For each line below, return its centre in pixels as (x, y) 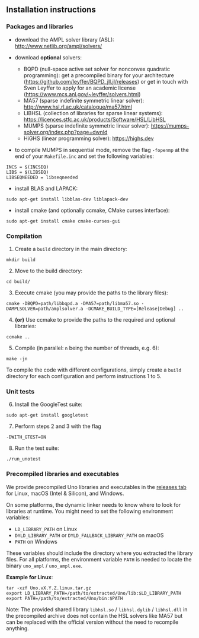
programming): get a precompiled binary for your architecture (99, 75)
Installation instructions (51, 10)
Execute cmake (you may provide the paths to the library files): (91, 293)
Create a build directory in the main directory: (71, 249)
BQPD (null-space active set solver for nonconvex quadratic (97, 69)
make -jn (17, 358)
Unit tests (20, 391)
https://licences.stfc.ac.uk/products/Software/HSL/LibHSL (94, 119)
